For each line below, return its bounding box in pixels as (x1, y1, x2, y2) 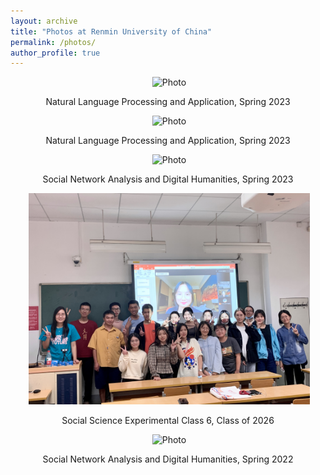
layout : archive (10, 16, 78, 26)
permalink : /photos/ (10, 37, 97, 47)
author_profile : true (10, 48, 101, 58)
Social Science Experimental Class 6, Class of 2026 (61, 414, 275, 426)
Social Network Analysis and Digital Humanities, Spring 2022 (42, 453, 294, 465)
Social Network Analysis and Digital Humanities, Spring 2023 (42, 173, 294, 185)
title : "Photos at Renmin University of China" (10, 26, 213, 37)
